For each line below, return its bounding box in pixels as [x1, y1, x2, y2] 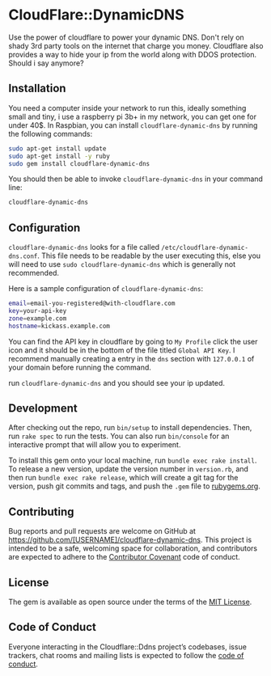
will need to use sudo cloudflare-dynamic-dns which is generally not [8, 260, 236, 269]
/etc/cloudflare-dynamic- [161, 244, 249, 252]
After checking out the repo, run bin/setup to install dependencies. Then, [8, 423, 252, 433]
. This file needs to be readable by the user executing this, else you [37, 251, 261, 260]
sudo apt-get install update [8, 144, 107, 153]
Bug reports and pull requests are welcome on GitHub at [8, 526, 197, 536]
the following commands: [8, 129, 93, 138]
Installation [8, 82, 66, 95]
